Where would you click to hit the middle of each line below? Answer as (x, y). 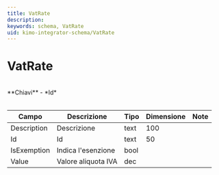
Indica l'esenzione (86, 150)
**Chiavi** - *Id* (32, 92)
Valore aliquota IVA (87, 161)
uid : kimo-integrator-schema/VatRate (61, 32)
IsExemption (30, 150)
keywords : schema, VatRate (46, 26)
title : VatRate (29, 13)
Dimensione (166, 117)
